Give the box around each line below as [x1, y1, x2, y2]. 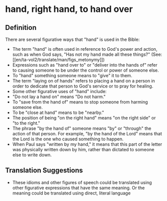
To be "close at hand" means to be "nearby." [12, 109, 105, 115]
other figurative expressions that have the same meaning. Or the [12, 185, 145, 191]
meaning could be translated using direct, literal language [12, 190, 131, 196]
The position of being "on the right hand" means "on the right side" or [12, 115, 156, 120]
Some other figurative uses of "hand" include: [12, 89, 107, 94]
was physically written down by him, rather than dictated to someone [12, 147, 155, 152]
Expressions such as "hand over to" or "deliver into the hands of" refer [12, 62, 158, 68]
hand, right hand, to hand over [5, 3, 133, 15]
